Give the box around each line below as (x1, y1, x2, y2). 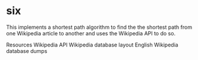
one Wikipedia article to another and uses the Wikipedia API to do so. (6, 29, 176, 36)
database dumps (6, 47, 48, 54)
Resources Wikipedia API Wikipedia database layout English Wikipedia (6, 41, 178, 48)
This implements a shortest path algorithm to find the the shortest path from (6, 24, 192, 31)
